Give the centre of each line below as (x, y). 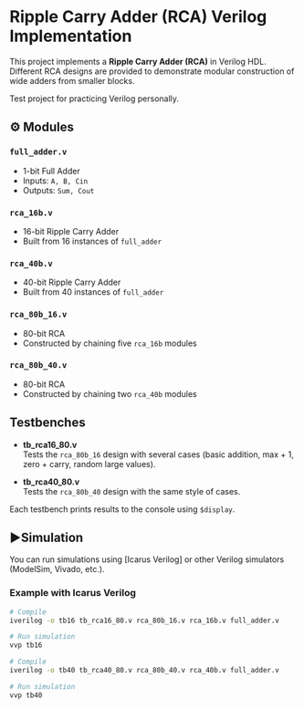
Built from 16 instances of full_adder (92, 241)
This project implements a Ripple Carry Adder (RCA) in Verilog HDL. (138, 61)
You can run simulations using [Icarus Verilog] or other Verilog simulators (147, 559)
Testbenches (47, 423)
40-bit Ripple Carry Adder (72, 282)
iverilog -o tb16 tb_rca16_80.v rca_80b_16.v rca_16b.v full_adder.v (145, 620)
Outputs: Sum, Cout (58, 190)
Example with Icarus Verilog (73, 593)
